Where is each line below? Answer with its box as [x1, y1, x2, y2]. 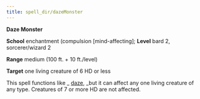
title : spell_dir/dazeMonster [6, 9, 84, 15]
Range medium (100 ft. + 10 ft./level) [6, 55, 98, 63]
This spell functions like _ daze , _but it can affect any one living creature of [6, 79, 194, 86]
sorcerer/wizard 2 [6, 44, 51, 51]
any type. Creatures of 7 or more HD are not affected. [6, 86, 141, 93]
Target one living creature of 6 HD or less [6, 67, 111, 75]
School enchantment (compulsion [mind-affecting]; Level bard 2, [6, 37, 171, 44]
